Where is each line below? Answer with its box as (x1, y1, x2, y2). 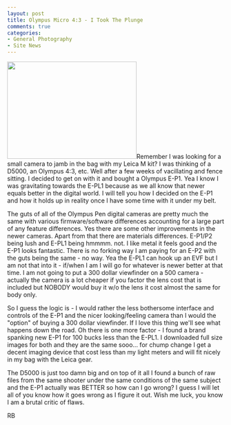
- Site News (7, 42, 41, 49)
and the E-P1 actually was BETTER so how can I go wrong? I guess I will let (7, 384, 219, 391)
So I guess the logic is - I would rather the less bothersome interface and (7, 304, 214, 312)
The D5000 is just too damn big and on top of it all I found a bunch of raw (7, 369, 216, 377)
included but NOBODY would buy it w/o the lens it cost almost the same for (7, 283, 221, 291)
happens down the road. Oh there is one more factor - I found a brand (7, 326, 206, 334)
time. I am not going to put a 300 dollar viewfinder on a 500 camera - (7, 269, 204, 276)
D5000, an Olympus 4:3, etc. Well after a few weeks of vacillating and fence (7, 167, 223, 175)
